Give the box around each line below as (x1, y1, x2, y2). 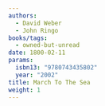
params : (8, 57, 34, 65)
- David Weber (15, 19, 62, 27)
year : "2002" (15, 71, 59, 79)
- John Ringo (15, 26, 59, 34)
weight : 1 (8, 85, 41, 94)
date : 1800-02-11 (8, 49, 66, 57)
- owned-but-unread (15, 41, 80, 49)
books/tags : (8, 33, 48, 42)
